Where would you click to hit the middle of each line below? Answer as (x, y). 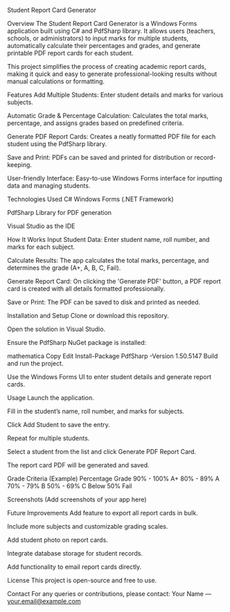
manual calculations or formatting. (56, 81)
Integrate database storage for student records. (75, 553)
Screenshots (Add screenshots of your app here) (77, 499)
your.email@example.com (44, 601)
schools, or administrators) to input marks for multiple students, (98, 38)
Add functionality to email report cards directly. (74, 567)
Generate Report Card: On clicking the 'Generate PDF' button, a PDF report (114, 281)
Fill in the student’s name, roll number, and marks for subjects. (96, 411)
